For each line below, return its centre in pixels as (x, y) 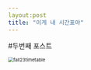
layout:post (27, 15)
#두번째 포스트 (30, 45)
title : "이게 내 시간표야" (46, 23)
